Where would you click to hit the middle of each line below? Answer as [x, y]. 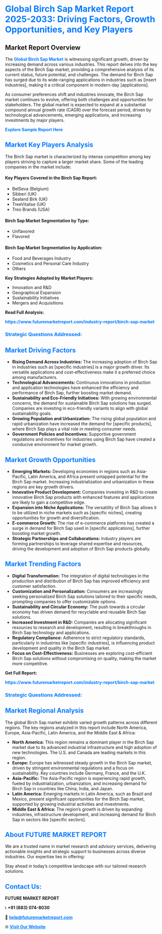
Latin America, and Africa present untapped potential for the [88, 476]
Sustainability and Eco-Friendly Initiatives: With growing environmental [84, 398]
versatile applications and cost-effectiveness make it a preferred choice [84, 372]
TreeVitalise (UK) [29, 204]
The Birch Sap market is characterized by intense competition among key [78, 156]
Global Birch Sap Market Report [69, 9]
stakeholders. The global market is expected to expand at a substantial [75, 105]
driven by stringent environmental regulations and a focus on [73, 768]
